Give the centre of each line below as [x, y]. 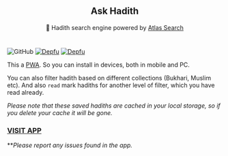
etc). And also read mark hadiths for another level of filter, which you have [111, 85]
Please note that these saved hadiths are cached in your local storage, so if [114, 106]
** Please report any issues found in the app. [70, 145]
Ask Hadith [115, 11]
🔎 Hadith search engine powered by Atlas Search [115, 27]
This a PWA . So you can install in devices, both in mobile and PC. [98, 65]
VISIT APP [25, 130]
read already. [26, 92]
